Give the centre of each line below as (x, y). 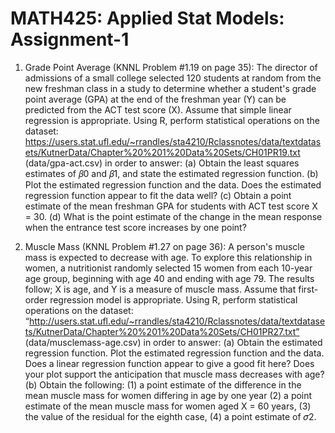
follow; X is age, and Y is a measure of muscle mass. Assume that (160, 289)
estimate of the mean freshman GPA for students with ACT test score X (171, 206)
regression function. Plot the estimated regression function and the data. (174, 353)
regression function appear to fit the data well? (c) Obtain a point (158, 195)
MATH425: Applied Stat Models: (147, 18)
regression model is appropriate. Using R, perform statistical (173, 299)
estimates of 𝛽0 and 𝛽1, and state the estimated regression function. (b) (171, 173)
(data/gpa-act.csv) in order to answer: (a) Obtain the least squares (162, 163)
